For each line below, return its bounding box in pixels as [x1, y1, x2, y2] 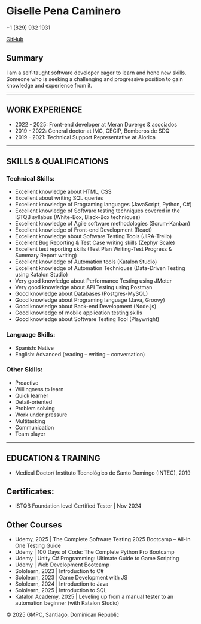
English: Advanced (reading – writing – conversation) [14, 350, 145, 358]
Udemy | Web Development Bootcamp [14, 561, 109, 568]
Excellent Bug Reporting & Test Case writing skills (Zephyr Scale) [14, 239, 175, 247]
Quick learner [14, 392, 49, 399]
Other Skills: [6, 365, 43, 374]
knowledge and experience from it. [6, 82, 93, 89]
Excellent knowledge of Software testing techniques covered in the [14, 207, 181, 214]
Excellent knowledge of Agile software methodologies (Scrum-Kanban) [14, 220, 190, 227]
